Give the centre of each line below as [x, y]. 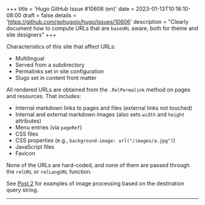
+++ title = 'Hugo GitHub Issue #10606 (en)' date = [70, 9]
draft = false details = [50, 15]
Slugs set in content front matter [56, 78]
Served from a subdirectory [50, 65]
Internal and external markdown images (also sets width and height [100, 114]
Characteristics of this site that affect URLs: [61, 46]
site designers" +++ [31, 35]
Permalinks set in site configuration [59, 71]
